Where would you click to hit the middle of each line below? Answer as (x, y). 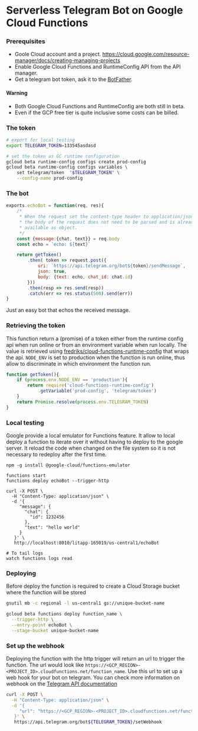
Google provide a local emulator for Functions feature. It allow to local (91, 435)
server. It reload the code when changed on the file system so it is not (91, 448)
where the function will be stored (46, 592)
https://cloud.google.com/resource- (146, 54)
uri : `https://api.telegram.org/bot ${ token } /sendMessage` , (111, 266)
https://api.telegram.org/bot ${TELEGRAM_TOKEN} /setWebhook (88, 722)
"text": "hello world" (52, 527)
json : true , (52, 272)
